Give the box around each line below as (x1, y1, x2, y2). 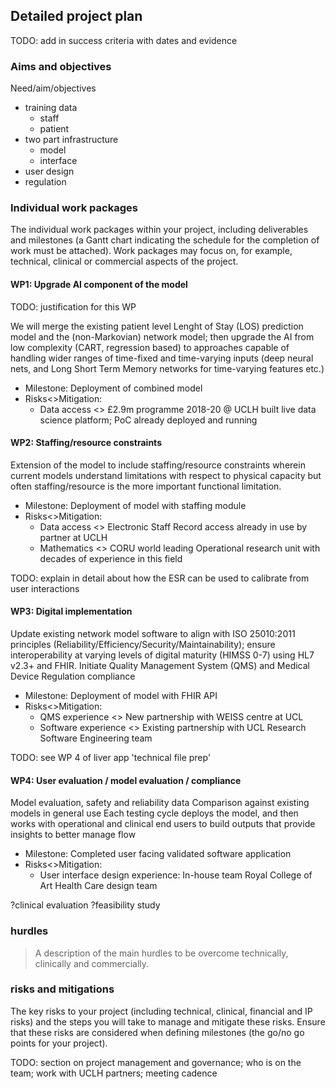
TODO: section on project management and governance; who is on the (10, 1056, 302, 1068)
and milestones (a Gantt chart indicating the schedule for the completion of (10, 234, 320, 246)
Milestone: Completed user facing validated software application (24, 848, 292, 860)
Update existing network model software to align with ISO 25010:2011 (10, 628, 296, 640)
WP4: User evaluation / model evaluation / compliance (10, 774, 242, 786)
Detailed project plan (10, 8, 143, 25)
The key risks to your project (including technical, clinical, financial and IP (10, 1005, 313, 1017)
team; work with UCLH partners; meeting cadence (10, 1067, 218, 1079)
